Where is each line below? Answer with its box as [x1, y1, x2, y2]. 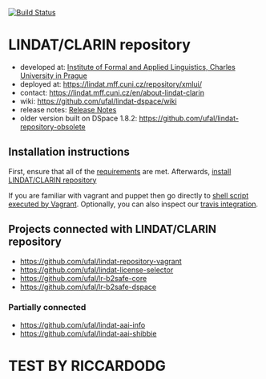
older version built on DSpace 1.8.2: [19, 113, 138, 123]
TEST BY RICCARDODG [8, 357, 167, 375]
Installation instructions [8, 145, 130, 159]
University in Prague [19, 71, 88, 80]
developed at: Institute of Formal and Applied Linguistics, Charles [19, 62, 236, 71]
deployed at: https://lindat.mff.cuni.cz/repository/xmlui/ [19, 79, 203, 88]
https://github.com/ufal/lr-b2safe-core [19, 273, 147, 283]
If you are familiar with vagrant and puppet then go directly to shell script [8, 190, 249, 200]
